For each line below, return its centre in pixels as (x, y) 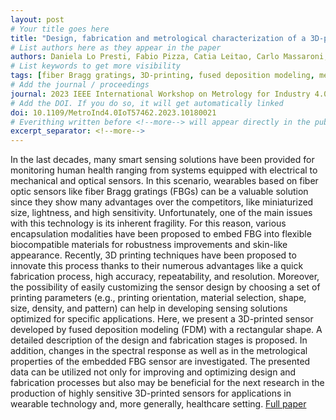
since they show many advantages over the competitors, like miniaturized (162, 202)
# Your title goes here (60, 29)
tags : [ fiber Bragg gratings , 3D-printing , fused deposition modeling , (162, 76)
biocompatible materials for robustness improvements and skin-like (149, 245)
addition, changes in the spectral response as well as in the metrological (159, 351)
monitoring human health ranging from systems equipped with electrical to (164, 170)
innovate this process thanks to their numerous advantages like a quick (157, 266)
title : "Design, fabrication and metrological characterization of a (158, 38)
